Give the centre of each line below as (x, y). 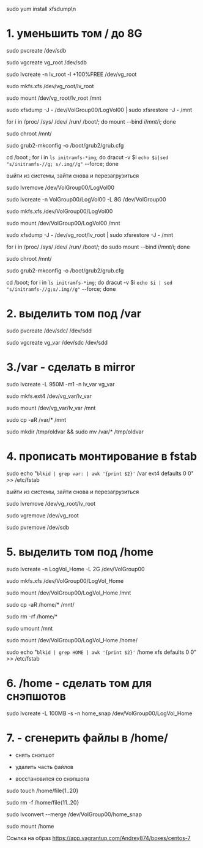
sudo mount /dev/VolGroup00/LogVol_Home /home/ (72, 640)
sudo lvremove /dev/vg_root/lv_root (51, 503)
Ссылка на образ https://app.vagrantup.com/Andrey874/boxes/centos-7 (98, 838)
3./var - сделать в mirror (71, 367)
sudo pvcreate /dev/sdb (36, 50)
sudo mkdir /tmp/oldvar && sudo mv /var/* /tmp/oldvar (75, 432)
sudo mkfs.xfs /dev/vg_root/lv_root (50, 86)
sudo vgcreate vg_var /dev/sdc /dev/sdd (57, 342)
